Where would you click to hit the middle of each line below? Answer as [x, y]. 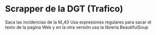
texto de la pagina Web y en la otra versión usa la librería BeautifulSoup [77, 27]
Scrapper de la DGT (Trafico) [64, 9]
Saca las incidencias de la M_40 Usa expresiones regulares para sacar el [78, 22]
